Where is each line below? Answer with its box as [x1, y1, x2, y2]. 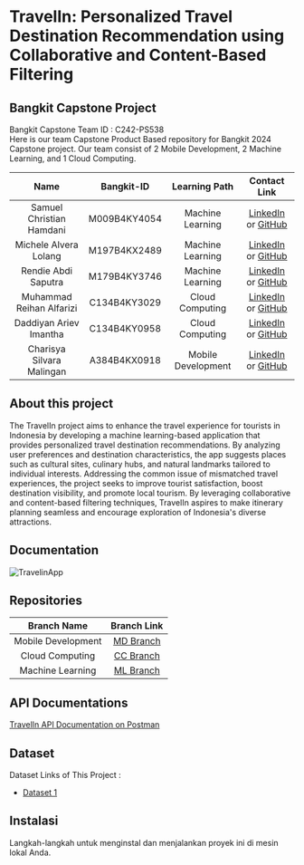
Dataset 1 [22, 787, 58, 798]
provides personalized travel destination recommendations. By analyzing [9, 439, 280, 450]
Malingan [26, 365, 67, 378]
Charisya [27, 342, 66, 355]
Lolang [32, 250, 62, 262]
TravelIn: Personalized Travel [9, 6, 233, 27]
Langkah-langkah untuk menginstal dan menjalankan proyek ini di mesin [9, 837, 279, 848]
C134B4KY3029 [89, 296, 161, 309]
